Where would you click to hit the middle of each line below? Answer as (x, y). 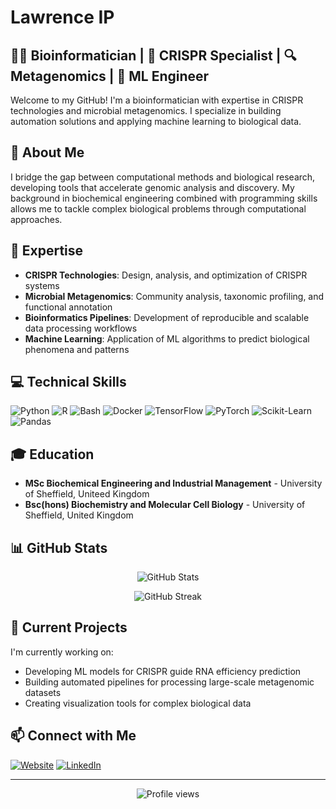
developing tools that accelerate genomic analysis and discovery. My (152, 187)
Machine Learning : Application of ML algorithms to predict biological (167, 338)
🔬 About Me (47, 152)
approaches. (36, 219)
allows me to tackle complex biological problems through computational (158, 208)
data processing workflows (81, 328)
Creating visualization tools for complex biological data (138, 703)
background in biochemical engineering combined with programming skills (164, 198)
